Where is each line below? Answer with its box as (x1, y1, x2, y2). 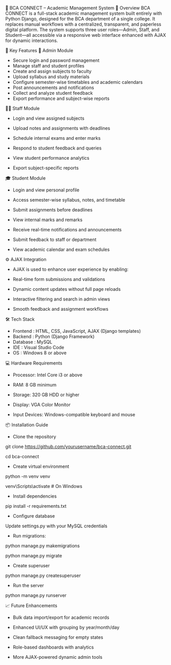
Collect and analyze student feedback (12, 90, 93, 96)
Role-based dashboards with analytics (12, 644, 94, 650)
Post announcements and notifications (12, 84, 94, 91)
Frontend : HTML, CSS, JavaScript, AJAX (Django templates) (12, 328, 141, 334)
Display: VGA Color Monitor (12, 402, 71, 407)
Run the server (12, 583, 45, 588)
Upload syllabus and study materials (12, 74, 90, 79)
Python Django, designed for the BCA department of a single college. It (5, 16, 155, 22)
